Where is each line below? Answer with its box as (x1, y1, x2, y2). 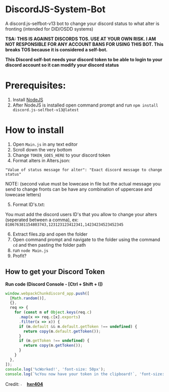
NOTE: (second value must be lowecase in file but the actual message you (5, 180, 161, 187)
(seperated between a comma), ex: (5, 217, 79, 223)
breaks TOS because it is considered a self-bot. (5, 46, 108, 53)
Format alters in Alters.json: (12, 157, 71, 164)
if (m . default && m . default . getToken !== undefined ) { (18, 324, 138, 329)
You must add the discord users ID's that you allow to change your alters (5, 211, 157, 217)
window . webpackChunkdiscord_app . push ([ (5, 291, 90, 296)
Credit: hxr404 (5, 381, 43, 387)
